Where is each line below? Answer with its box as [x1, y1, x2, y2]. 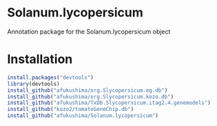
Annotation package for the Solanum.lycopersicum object [7, 27, 171, 36]
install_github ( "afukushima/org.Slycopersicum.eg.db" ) [7, 87, 168, 94]
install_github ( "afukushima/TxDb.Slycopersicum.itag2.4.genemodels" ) [7, 99, 211, 107]
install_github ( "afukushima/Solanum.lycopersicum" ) [7, 112, 158, 119]
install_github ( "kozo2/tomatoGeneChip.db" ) [7, 106, 134, 113]
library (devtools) [7, 80, 60, 87]
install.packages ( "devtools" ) [7, 74, 94, 81]
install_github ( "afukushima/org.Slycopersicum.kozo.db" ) [7, 93, 174, 100]
